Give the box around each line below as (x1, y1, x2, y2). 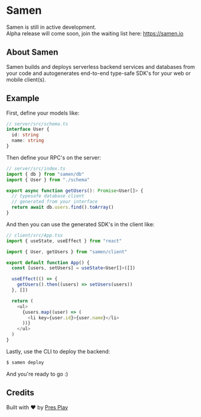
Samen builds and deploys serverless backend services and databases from (6, 63, 195, 70)
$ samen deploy (6, 359, 44, 365)
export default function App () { (6, 259, 90, 266)
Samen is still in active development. (6, 23, 97, 31)
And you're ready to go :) (6, 370, 68, 377)
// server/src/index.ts (6, 166, 66, 172)
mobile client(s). (6, 76, 46, 83)
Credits (6, 388, 35, 398)
